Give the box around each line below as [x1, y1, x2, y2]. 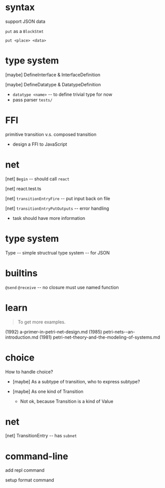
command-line [5, 450, 68, 462]
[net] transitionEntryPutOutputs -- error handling [5, 205, 109, 211]
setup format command [5, 477, 54, 483]
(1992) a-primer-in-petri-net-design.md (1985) [5, 329, 102, 335]
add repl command [5, 467, 45, 473]
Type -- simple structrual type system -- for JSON [5, 249, 110, 255]
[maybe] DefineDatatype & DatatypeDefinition [5, 81, 101, 87]
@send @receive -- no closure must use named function [5, 284, 119, 290]
